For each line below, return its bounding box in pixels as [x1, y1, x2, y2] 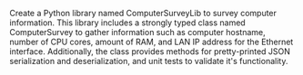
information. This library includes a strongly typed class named [9, 17, 246, 28]
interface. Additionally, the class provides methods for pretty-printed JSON [9, 46, 291, 57]
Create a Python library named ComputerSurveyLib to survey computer [9, 8, 278, 18]
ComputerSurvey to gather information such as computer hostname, [9, 27, 266, 37]
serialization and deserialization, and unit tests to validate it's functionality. [9, 56, 288, 66]
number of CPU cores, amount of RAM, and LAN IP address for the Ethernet [9, 36, 294, 47]
